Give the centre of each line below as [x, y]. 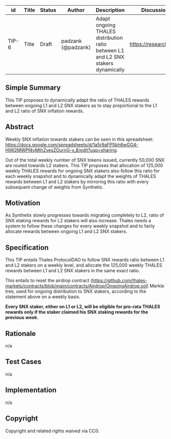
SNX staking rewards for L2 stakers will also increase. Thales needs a [78, 221]
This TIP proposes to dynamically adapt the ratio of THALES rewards [77, 100]
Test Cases [23, 362]
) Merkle [155, 286]
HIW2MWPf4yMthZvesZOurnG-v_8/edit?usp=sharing [61, 150]
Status [48, 10]
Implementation [31, 390]
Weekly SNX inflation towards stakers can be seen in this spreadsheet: [79, 139]
